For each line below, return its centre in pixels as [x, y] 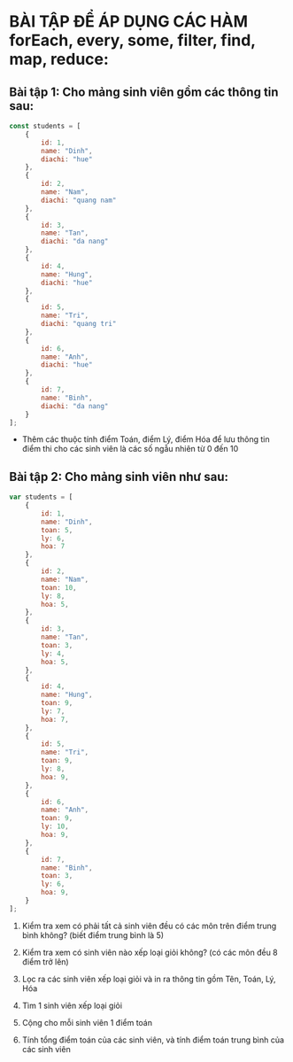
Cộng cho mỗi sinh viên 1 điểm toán [87, 1022]
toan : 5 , [57, 530]
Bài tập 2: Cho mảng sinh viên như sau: [119, 477]
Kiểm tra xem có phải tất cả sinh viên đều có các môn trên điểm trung [149, 926]
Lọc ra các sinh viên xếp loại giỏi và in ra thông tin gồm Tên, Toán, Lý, [149, 979]
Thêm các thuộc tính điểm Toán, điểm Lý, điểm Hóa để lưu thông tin [146, 439]
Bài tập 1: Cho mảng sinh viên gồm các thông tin [144, 92]
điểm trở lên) [45, 961]
